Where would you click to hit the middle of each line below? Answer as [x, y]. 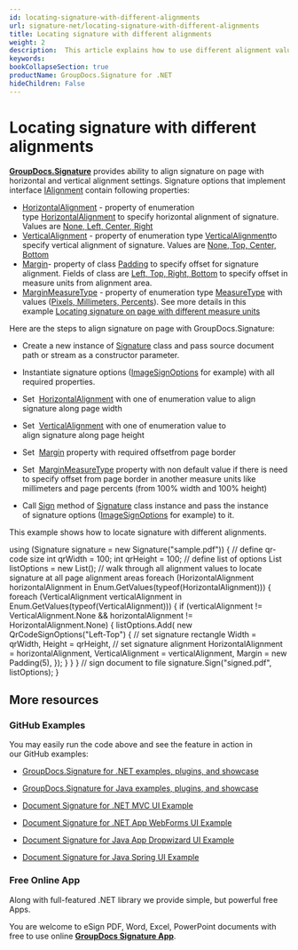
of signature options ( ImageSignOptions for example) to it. [128, 515]
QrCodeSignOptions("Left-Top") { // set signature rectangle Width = [133, 634]
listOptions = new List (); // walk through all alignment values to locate [136, 568]
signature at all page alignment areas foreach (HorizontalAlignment [132, 578]
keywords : [27, 59]
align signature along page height [83, 435]
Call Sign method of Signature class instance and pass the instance [145, 505]
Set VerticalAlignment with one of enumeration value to [124, 425]
